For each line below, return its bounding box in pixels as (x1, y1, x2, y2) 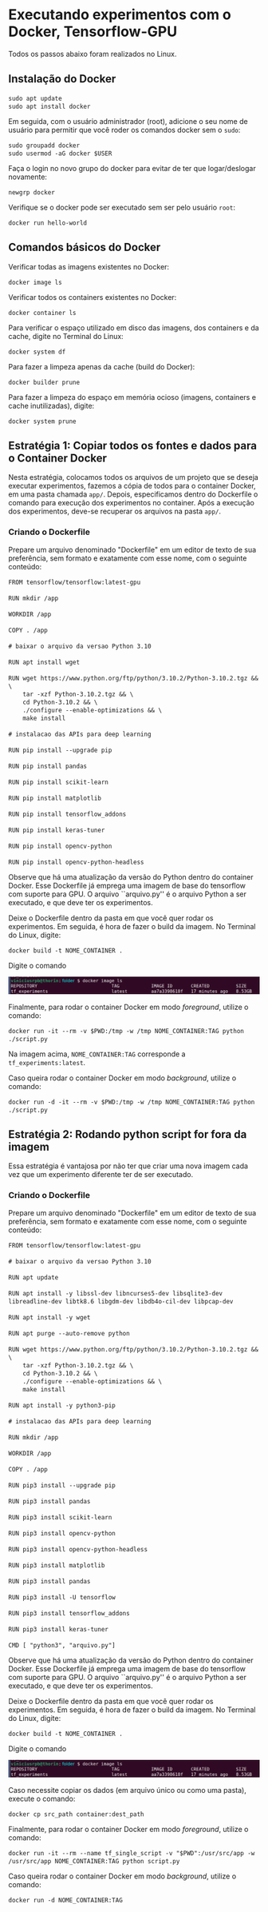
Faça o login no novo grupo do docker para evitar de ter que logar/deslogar (8, 163, 257, 173)
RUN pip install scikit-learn (8, 778, 109, 786)
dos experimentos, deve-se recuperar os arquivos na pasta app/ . (8, 506, 222, 517)
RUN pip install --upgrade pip (8, 746, 112, 754)
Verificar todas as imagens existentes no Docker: (8, 261, 170, 271)
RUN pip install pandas (8, 762, 88, 770)
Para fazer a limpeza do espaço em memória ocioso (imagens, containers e (8, 392, 257, 401)
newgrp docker (8, 188, 56, 197)
